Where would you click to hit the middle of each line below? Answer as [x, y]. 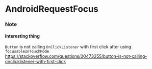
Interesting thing [23, 36]
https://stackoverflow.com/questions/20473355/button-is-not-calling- [76, 56]
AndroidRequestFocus [52, 9]
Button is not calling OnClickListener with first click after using [68, 47]
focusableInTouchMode [27, 52]
